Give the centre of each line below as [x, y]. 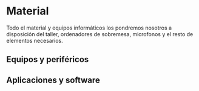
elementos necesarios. [35, 40]
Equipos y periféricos [48, 59]
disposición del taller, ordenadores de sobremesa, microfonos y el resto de [100, 34]
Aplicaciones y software [53, 80]
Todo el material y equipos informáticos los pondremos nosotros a [89, 28]
